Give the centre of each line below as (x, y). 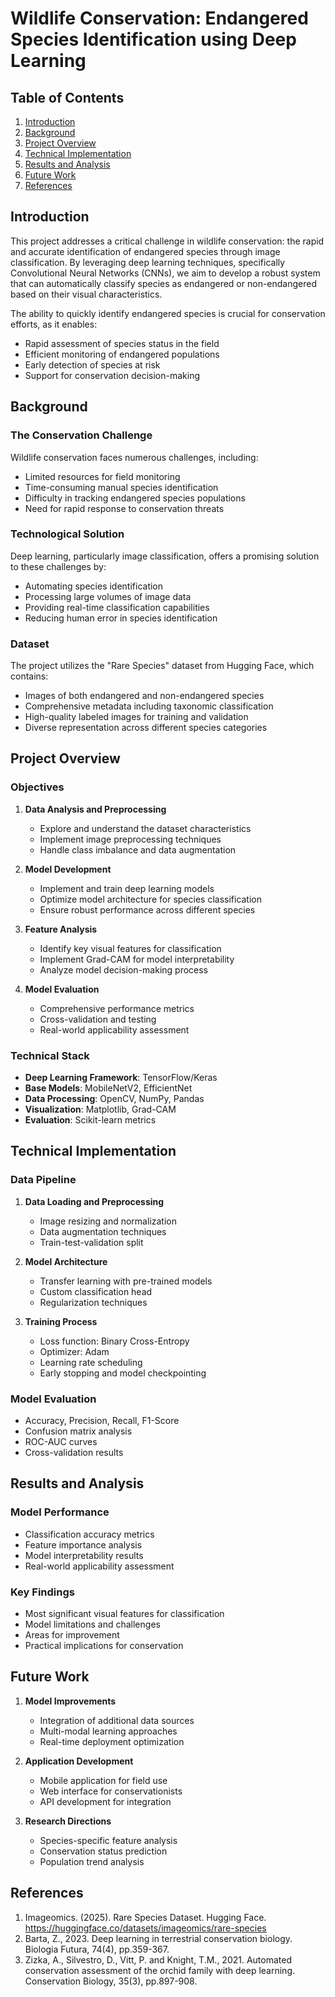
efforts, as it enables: (54, 324)
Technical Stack (50, 1055)
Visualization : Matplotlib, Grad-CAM (100, 1109)
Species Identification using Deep (153, 39)
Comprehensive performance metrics (117, 1008)
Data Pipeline (43, 1180)
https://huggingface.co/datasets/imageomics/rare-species (145, 1928)
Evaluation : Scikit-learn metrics (90, 1120)
